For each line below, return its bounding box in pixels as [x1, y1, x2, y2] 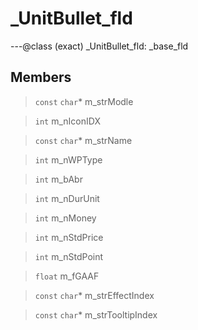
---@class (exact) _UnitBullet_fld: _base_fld [10, 40, 189, 52]
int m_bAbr [34, 173, 83, 185]
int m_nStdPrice [34, 231, 104, 243]
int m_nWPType [34, 153, 103, 166]
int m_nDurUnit [34, 192, 100, 204]
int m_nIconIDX [34, 115, 101, 127]
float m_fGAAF [34, 270, 100, 282]
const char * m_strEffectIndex [34, 289, 155, 301]
